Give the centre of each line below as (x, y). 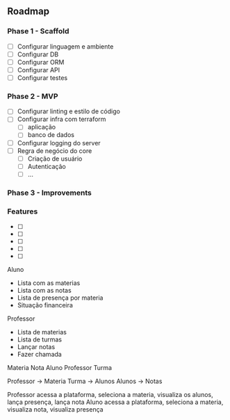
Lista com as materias (49, 283)
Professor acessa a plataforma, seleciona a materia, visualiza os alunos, (110, 395)
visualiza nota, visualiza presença (55, 410)
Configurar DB (38, 54)
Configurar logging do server (59, 143)
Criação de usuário (55, 159)
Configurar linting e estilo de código (68, 111)
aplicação (42, 127)
